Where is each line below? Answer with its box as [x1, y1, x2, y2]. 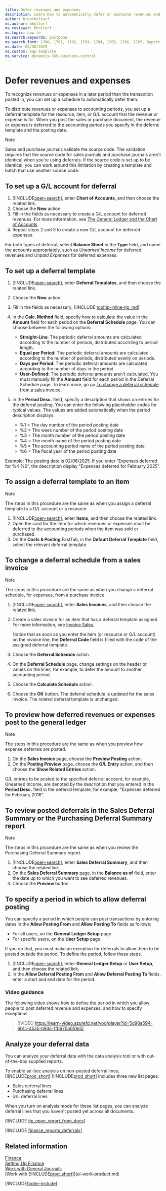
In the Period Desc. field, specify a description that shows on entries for [12, 396, 160, 402]
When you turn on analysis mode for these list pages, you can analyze [5, 1103, 148, 1109]
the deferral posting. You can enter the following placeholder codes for [12, 402, 157, 408]
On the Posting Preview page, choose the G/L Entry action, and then [12, 761, 153, 767]
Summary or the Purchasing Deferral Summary [5, 814, 153, 822]
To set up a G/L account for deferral [5, 182, 117, 190]
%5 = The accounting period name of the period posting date [19, 443, 145, 449]
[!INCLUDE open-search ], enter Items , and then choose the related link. [12, 515, 158, 521]
